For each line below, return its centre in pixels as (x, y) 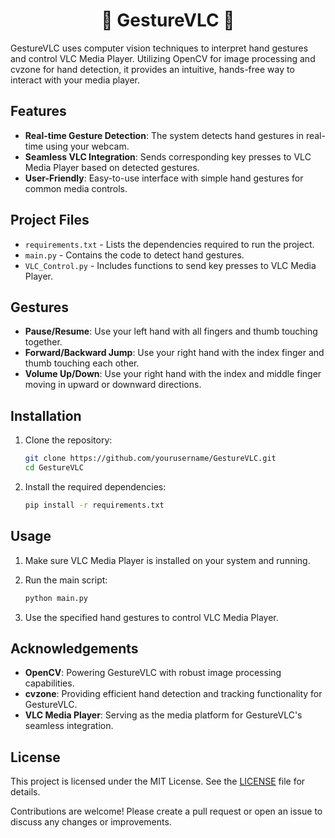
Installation (46, 415)
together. (43, 342)
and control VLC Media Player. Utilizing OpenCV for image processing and (163, 58)
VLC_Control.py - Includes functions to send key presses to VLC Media (170, 265)
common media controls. (76, 188)
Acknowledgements (74, 648)
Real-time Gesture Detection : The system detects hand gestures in (164, 135)
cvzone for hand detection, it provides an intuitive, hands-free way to (152, 69)
